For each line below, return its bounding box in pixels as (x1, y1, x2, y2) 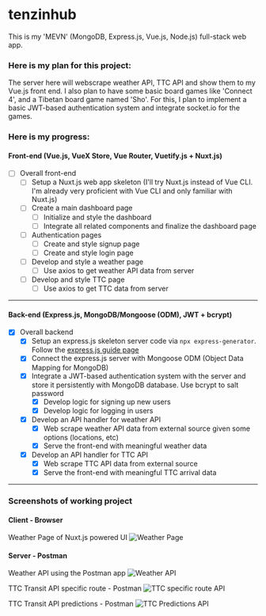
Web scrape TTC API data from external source (43, 458, 198, 468)
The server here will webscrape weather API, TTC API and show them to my (8, 78, 256, 88)
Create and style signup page (43, 239, 140, 249)
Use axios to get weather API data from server (43, 265, 195, 275)
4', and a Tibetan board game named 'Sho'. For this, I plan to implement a (8, 95, 247, 105)
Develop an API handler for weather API (31, 414, 161, 424)
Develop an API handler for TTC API (31, 450, 149, 459)
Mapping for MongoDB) (31, 363, 109, 372)
